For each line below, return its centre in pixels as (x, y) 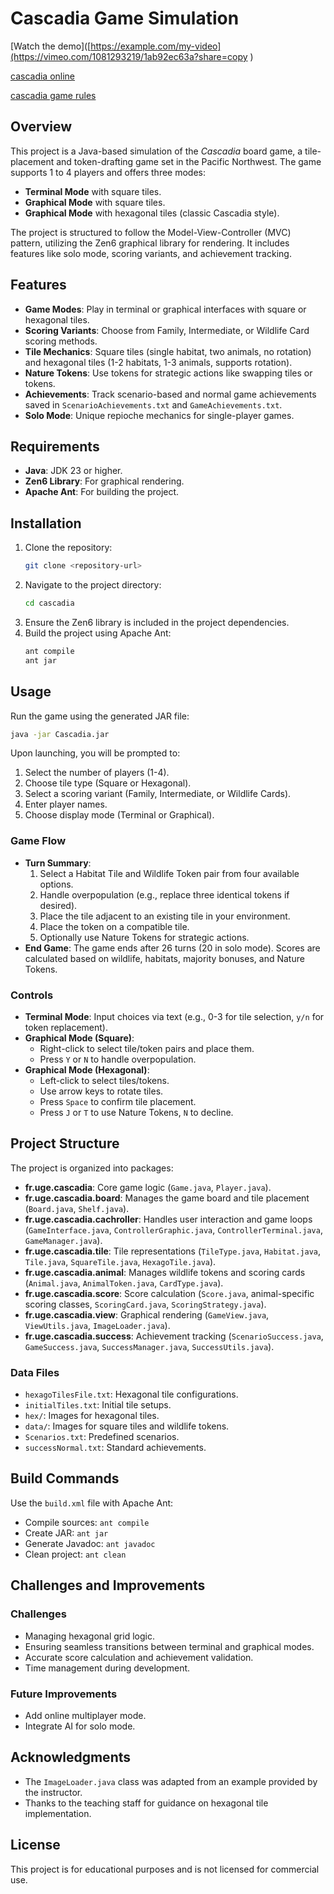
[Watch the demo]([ (51, 46)
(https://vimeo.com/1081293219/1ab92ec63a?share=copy (129, 56)
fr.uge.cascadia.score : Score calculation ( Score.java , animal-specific (169, 1293)
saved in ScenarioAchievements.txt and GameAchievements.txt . (153, 404)
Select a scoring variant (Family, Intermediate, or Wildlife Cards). (158, 794)
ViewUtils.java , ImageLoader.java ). (97, 1325)
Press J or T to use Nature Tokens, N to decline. (136, 1112)
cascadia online (43, 76)
